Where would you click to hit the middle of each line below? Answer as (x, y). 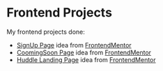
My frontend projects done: (46, 32)
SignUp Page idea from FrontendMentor (74, 45)
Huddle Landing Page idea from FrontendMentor (86, 59)
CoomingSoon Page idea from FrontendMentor (84, 52)
